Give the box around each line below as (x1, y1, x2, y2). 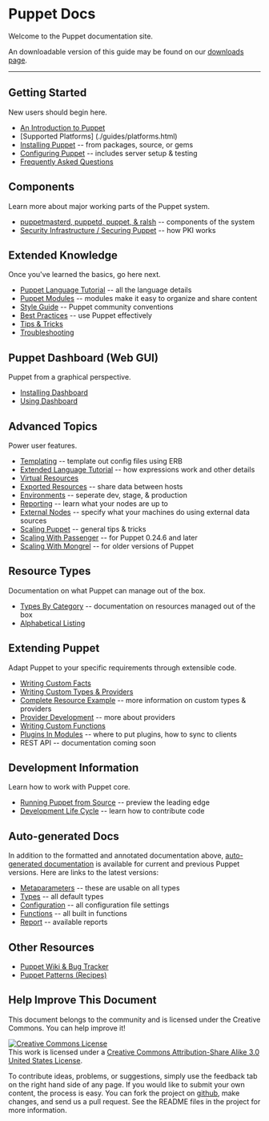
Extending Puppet (8, 641, 100, 655)
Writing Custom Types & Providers (19, 686, 134, 697)
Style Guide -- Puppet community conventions (19, 302, 174, 312)
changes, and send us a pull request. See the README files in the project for (8, 1096, 261, 1106)
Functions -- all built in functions (19, 909, 128, 918)
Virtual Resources (19, 473, 79, 483)
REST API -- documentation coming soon (19, 737, 156, 747)
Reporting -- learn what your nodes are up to (19, 499, 169, 508)
